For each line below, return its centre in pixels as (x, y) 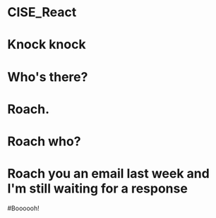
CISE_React (42, 12)
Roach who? (44, 141)
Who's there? (48, 77)
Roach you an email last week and (108, 174)
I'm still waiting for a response (98, 189)
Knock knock (47, 45)
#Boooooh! (24, 208)
